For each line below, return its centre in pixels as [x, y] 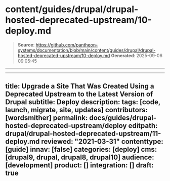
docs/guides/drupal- [123, 118]
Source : [26, 44]
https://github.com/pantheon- [67, 44]
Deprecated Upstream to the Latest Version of [79, 94]
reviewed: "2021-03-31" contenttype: [102, 142]
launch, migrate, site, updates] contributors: [77, 110]
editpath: [143, 126]
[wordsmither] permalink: [47, 118]
